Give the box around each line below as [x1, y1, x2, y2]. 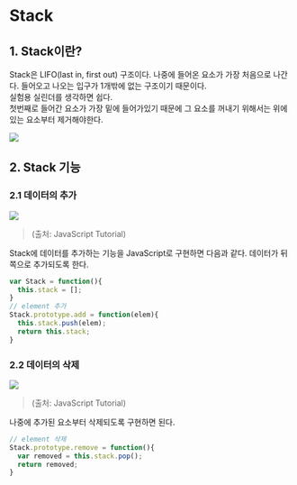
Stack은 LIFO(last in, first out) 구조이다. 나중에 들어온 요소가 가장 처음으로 [9, 69, 272, 79]
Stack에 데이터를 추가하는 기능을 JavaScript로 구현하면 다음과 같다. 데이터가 [9, 247, 279, 258]
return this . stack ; [17, 326, 91, 336]
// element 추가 [9, 302, 67, 311]
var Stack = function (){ [9, 277, 103, 286]
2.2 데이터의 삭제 [9, 358, 80, 371]
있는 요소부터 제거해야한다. [9, 114, 103, 124]
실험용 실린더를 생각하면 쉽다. [9, 92, 113, 102]
